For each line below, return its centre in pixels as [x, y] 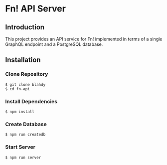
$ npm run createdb [25, 135]
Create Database [26, 124]
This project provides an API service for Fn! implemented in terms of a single [84, 39]
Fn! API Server [36, 9]
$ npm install [20, 112]
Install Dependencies [31, 101]
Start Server [20, 147]
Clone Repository [27, 74]
